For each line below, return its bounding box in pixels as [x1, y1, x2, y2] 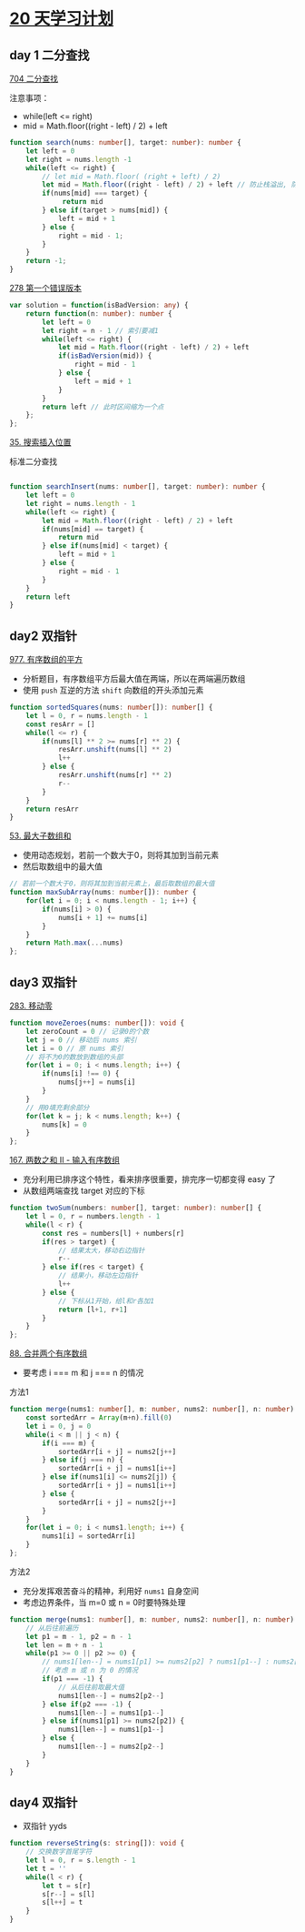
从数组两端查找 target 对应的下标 [22, 1185, 145, 1197]
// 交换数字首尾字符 [25, 1847, 93, 1856]
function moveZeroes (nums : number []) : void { [9, 1018, 184, 1027]
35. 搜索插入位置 [9, 437, 72, 448]
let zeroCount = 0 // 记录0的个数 [25, 1027, 150, 1036]
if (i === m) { [42, 1439, 95, 1448]
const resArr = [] [25, 720, 95, 729]
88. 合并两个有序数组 [9, 1348, 88, 1359]
